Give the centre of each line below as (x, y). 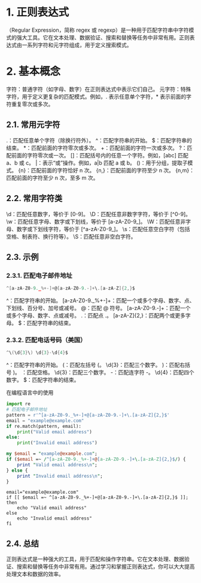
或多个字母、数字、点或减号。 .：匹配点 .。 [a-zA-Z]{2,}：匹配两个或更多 (96, 315)
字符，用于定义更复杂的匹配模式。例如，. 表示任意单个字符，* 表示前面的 (96, 96)
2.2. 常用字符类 (34, 198)
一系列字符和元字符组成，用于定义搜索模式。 (77, 45)
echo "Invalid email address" (55, 518)
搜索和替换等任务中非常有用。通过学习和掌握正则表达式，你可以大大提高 (106, 567)
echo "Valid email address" (52, 508)
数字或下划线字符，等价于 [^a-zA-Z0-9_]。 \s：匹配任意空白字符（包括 (103, 229)
